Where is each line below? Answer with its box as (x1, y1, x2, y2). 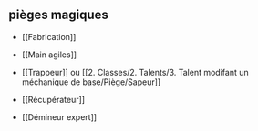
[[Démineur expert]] (21, 111, 98, 122)
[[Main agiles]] (21, 49, 77, 60)
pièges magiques (8, 7, 108, 23)
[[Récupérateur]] (21, 94, 86, 105)
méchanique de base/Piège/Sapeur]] (21, 76, 161, 87)
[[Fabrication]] (21, 31, 77, 42)
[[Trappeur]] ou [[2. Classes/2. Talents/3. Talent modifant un (21, 66, 249, 77)
